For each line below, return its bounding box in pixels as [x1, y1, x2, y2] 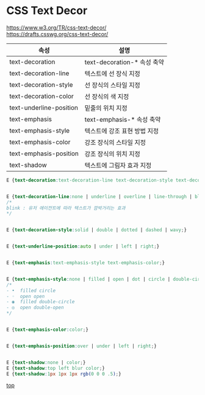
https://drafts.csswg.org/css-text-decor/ [6, 30, 109, 37]
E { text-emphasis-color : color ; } [6, 327, 88, 333]
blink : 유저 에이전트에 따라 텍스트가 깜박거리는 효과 [6, 205, 126, 211]
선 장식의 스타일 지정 [84, 81, 140, 89]
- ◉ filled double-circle [6, 299, 75, 305]
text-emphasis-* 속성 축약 [84, 115, 161, 124]
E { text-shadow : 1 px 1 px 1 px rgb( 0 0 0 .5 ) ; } [6, 371, 121, 377]
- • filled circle [6, 287, 56, 293]
